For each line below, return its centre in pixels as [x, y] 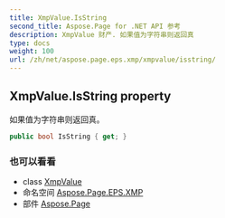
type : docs [30, 43]
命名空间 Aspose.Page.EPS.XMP [83, 192]
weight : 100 [32, 52]
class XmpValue [52, 181]
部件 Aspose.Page [56, 204]
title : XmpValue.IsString [58, 18]
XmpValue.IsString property [90, 96]
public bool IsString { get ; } [68, 137]
